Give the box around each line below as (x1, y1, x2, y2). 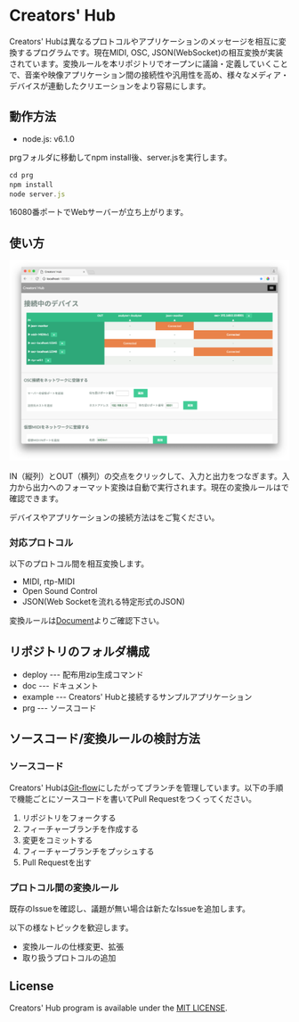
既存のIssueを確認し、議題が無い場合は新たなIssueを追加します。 (9, 903, 251, 914)
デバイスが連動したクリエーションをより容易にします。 (9, 80, 211, 91)
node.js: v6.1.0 (21, 133, 76, 144)
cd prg (9, 170, 34, 179)
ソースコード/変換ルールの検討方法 (9, 731, 201, 746)
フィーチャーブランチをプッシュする (21, 845, 155, 856)
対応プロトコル (9, 536, 74, 548)
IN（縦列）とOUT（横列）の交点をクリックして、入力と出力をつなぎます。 (9, 470, 282, 482)
